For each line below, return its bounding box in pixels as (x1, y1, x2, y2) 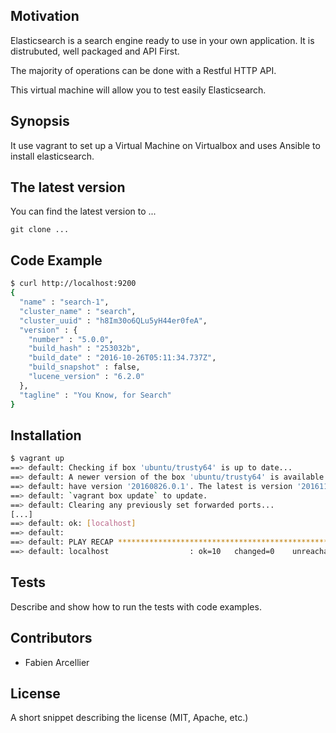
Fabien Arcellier (24, 656, 90, 668)
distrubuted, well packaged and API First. (10, 45, 180, 57)
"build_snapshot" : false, (28, 362, 141, 373)
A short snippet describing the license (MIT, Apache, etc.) (10, 712, 249, 724)
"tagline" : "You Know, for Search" (19, 390, 172, 400)
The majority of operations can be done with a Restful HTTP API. (10, 64, 277, 76)
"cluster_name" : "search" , (19, 306, 137, 316)
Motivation (10, 8, 80, 25)
